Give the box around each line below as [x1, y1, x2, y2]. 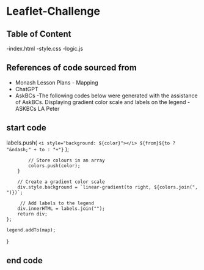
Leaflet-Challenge [6, 4, 101, 18]
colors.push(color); [28, 162, 81, 169]
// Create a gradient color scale [17, 179, 105, 185]
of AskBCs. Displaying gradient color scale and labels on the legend [15, 98, 186, 105]
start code [6, 122, 47, 133]
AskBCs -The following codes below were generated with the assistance [15, 92, 198, 99]
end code [6, 255, 43, 266]
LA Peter [37, 105, 60, 112]
